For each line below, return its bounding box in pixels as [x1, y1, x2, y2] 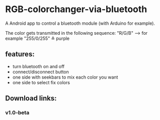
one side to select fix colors [12, 79, 70, 85]
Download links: [5, 94, 57, 103]
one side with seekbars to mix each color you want [12, 74, 118, 80]
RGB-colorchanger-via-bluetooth [5, 4, 147, 15]
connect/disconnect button [12, 69, 69, 75]
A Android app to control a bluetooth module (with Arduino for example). [5, 20, 155, 26]
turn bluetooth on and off [12, 63, 65, 69]
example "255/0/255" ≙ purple [5, 35, 70, 41]
